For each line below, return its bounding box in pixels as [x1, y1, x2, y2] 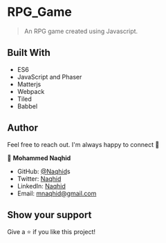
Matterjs [17, 80, 41, 88]
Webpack [17, 87, 45, 95]
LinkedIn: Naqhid [17, 182, 66, 190]
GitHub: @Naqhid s [17, 167, 71, 175]
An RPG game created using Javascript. [24, 27, 138, 35]
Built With [7, 47, 50, 59]
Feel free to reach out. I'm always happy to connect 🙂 [7, 140, 160, 148]
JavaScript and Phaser [17, 72, 82, 81]
